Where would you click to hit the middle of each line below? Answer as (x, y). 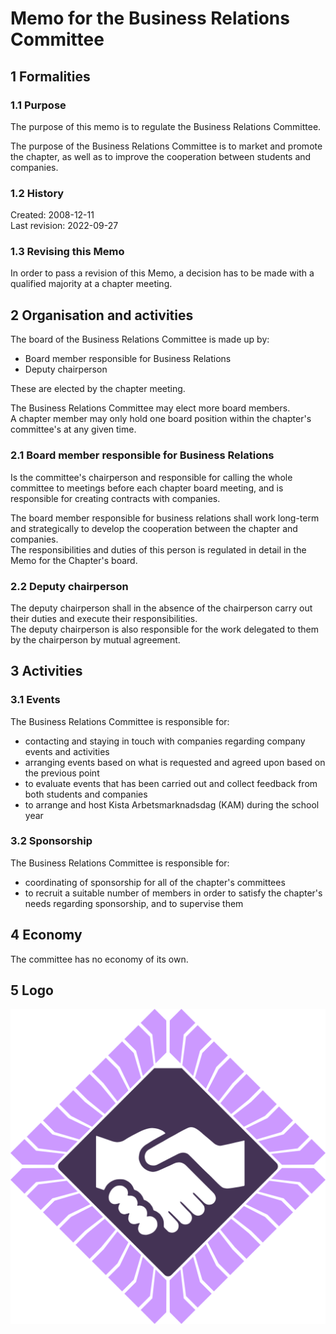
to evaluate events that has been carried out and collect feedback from (171, 783)
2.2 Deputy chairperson (69, 586)
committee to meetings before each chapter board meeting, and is (147, 488)
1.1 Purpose (38, 105)
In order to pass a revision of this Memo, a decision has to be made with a (162, 273)
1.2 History (37, 193)
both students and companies (86, 794)
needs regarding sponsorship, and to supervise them (134, 903)
